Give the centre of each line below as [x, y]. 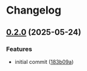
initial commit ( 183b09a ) [44, 62]
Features [19, 49]
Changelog [34, 10]
